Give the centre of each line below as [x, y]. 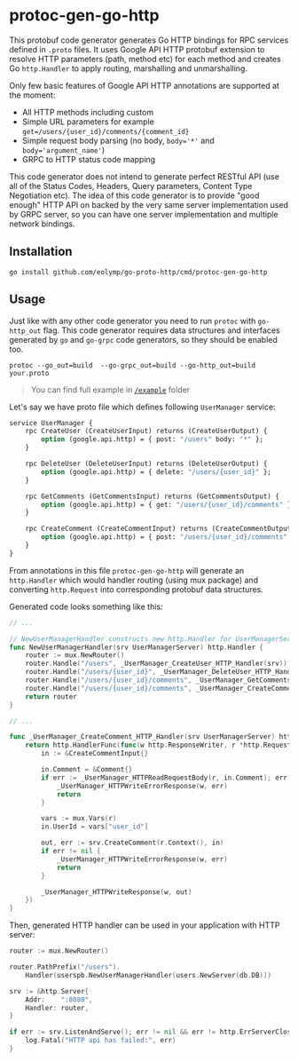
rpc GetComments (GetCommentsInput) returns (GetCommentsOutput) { [152, 496]
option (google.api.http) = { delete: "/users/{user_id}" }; [157, 471]
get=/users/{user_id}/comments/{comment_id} [106, 131]
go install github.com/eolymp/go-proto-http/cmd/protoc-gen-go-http [138, 272]
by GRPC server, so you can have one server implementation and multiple [144, 214]
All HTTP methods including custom [87, 112]
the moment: [32, 95]
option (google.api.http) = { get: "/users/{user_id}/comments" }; [168, 504]
